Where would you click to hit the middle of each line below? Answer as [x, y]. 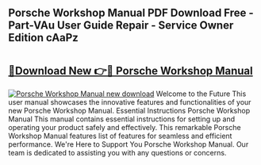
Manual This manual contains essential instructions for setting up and [122, 119]
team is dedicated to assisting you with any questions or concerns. [117, 153]
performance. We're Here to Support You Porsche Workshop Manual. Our [129, 144]
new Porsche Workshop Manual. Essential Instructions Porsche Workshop [129, 111]
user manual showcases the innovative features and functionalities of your [130, 102]
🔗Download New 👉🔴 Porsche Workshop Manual [131, 71]
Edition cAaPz [44, 38]
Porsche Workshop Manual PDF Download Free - [131, 13]
